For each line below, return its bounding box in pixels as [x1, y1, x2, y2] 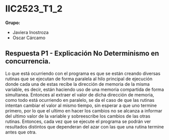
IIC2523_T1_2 [5, 3, 63, 15]
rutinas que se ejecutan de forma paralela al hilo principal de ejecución [5, 76, 153, 82]
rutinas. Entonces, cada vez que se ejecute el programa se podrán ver [5, 118, 151, 124]
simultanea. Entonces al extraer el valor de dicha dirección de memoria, [5, 91, 154, 98]
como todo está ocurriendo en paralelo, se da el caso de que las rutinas [5, 97, 155, 103]
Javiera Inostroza [12, 29, 49, 35]
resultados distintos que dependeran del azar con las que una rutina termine [5, 123, 164, 129]
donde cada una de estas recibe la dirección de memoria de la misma [5, 81, 150, 87]
